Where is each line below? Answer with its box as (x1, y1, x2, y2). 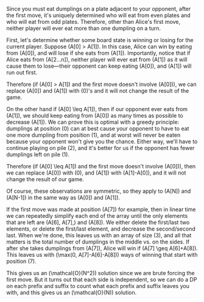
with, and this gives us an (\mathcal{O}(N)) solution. (6, 289, 137, 296)
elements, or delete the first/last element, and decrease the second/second (6, 225, 196, 232)
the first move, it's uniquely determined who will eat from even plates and (6, 12, 191, 19)
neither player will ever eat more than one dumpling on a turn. (6, 24, 161, 32)
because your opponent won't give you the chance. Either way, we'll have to (6, 138, 198, 145)
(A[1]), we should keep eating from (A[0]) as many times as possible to (6, 112, 184, 119)
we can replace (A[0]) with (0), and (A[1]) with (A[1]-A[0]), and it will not (6, 169, 186, 176)
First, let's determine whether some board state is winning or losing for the (6, 37, 194, 43)
